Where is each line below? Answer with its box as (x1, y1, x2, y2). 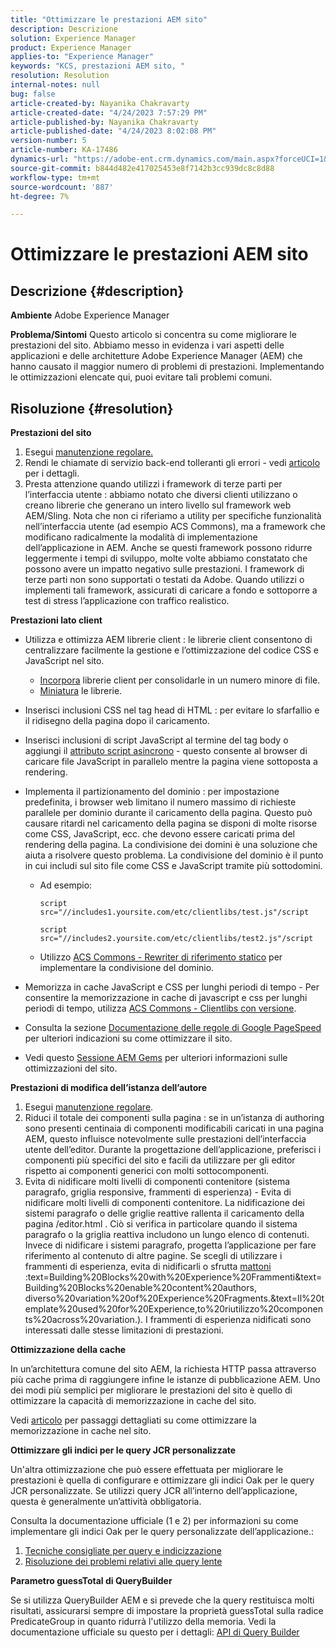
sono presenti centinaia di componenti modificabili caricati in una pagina (24, 1122, 324, 1135)
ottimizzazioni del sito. (24, 1062, 118, 1075)
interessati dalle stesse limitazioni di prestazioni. (24, 1324, 224, 1336)
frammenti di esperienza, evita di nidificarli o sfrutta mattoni (24, 1261, 272, 1273)
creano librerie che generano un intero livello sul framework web (24, 499, 292, 511)
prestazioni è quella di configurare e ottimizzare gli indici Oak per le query (10, 1474, 315, 1486)
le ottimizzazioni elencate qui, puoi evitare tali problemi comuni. (10, 371, 273, 383)
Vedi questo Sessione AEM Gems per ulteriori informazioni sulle (24, 1052, 288, 1064)
